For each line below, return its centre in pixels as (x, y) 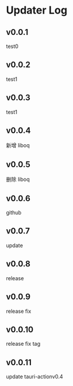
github (14, 213)
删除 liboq (18, 179)
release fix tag (23, 344)
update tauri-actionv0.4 (34, 377)
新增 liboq (18, 145)
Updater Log (37, 10)
